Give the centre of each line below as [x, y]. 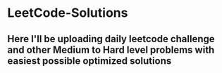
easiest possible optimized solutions [90, 61]
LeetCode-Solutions [68, 13]
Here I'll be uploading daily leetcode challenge [111, 39]
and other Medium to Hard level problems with [111, 49]
